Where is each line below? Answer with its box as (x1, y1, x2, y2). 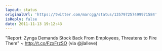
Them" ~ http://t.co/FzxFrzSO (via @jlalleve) (5, 40, 98, 46)
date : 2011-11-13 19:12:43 (5, 21, 62, 26)
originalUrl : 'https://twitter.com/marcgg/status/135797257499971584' (5, 12, 157, 17)
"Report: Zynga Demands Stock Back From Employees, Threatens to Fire (5, 35, 157, 41)
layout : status (5, 7, 37, 12)
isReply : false (5, 16, 37, 21)
